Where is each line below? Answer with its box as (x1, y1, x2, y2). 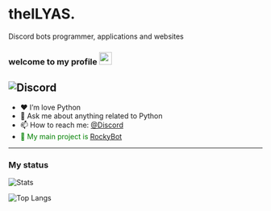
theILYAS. (8, 5, 76, 23)
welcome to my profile (8, 56, 98, 67)
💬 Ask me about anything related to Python (19, 110, 163, 121)
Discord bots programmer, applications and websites (8, 31, 184, 41)
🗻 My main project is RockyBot (19, 131, 123, 141)
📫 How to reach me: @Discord (19, 120, 123, 130)
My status (8, 159, 49, 170)
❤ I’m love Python (19, 102, 81, 112)
